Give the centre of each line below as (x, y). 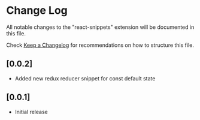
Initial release (31, 112)
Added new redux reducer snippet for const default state (85, 78)
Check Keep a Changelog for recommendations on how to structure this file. (100, 45)
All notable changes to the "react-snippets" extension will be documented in (100, 27)
